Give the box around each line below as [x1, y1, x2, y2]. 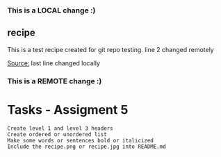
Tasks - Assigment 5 [7, 101, 129, 117]
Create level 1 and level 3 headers [7, 124, 113, 132]
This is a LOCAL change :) [7, 6, 96, 15]
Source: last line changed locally [7, 58, 101, 67]
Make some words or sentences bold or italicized [7, 137, 154, 144]
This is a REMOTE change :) [7, 76, 102, 85]
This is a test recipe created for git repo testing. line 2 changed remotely [7, 45, 214, 53]
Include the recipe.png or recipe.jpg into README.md [7, 143, 167, 150]
